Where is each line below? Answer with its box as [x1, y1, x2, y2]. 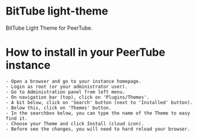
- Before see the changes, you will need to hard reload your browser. [5, 126, 190, 132]
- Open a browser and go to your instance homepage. [5, 78, 142, 84]
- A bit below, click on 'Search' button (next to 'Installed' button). [5, 99, 193, 105]
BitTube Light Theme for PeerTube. [5, 24, 93, 31]
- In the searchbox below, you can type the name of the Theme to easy [5, 110, 190, 116]
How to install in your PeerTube [5, 45, 166, 59]
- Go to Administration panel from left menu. [5, 89, 125, 95]
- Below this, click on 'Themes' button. [5, 105, 112, 111]
